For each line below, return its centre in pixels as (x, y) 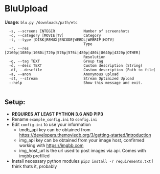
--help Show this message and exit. (76, 83)
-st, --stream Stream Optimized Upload (71, 78)
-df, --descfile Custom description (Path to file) (82, 70)
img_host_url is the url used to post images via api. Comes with (82, 150)
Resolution (94, 57)
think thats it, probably (34, 166)
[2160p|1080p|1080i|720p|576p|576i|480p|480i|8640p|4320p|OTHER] (72, 53)
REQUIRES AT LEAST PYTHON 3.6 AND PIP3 (57, 114)
